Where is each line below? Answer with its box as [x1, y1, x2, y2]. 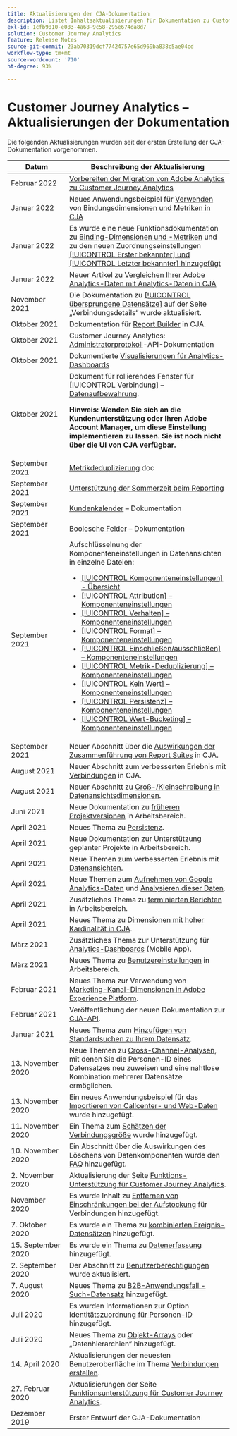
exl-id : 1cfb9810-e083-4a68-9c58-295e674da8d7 [7, 23, 147, 30]
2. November [11, 1170, 54, 1180]
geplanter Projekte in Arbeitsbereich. [69, 842, 190, 852]
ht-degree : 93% [7, 63, 52, 70]
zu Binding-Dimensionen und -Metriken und [69, 232, 217, 242]
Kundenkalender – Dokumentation [69, 503, 182, 513]
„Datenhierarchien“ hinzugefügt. [69, 1339, 176, 1349]
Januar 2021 [11, 1029, 54, 1039]
